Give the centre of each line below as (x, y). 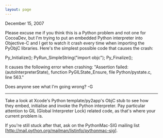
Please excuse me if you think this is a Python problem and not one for (76, 32)
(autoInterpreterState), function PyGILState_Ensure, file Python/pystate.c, (78, 72)
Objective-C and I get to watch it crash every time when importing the (75, 43)
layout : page (18, 9)
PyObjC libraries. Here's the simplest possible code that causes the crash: (79, 48)
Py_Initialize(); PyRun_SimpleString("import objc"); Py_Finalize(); (69, 57)
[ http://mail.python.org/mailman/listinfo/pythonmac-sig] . (61, 130)
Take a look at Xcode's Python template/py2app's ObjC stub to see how (77, 100)
